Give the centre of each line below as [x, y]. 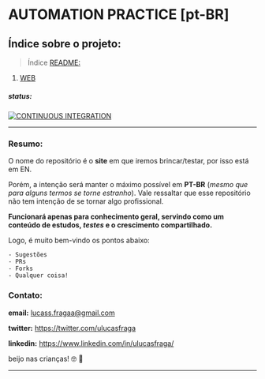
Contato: [26, 295]
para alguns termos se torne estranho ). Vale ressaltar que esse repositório [129, 193]
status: [21, 96]
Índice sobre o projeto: [65, 44]
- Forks [21, 269]
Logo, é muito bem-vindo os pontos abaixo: [79, 240]
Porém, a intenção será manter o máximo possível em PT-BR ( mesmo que [128, 185]
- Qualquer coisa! [38, 276]
